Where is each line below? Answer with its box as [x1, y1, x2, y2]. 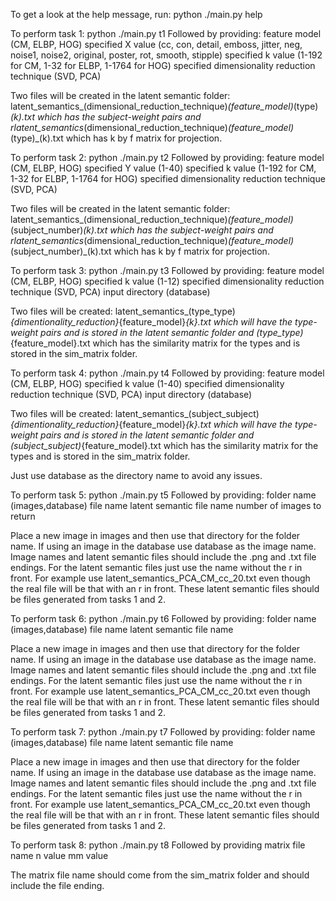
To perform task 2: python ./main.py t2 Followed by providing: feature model [10, 152, 325, 163]
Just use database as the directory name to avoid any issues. [10, 470, 263, 481]
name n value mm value [10, 850, 109, 861]
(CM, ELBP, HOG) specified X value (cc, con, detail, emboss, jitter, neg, [10, 39, 303, 50]
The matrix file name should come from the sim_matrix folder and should [10, 869, 310, 881]
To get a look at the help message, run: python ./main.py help [10, 9, 263, 20]
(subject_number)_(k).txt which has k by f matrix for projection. [10, 245, 270, 257]
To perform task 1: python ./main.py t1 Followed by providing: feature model [10, 28, 322, 39]
